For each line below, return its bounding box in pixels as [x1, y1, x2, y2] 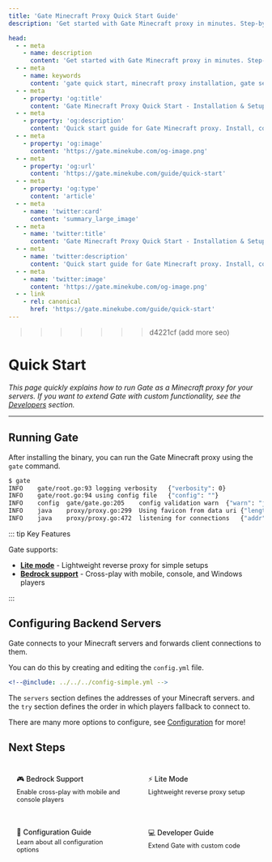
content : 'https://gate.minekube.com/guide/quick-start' [29, 169, 227, 178]
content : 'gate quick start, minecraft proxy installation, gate [29, 79, 255, 87]
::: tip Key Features [8, 528, 71, 539]
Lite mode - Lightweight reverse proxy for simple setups [19, 560, 209, 570]
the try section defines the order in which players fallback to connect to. [8, 702, 251, 711]
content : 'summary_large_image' [29, 215, 139, 223]
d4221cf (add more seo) [149, 327, 230, 337]
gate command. [8, 461, 61, 471]
